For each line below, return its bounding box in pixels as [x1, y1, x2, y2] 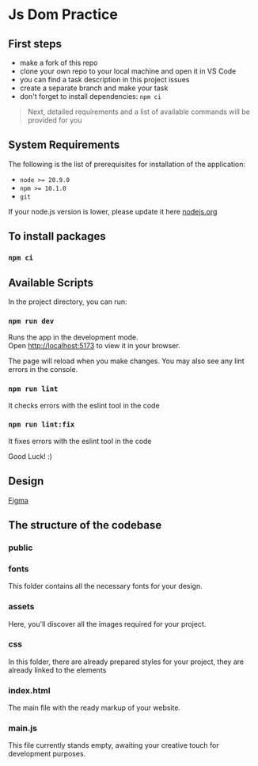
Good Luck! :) [8, 451, 53, 461]
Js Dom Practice [8, 6, 119, 24]
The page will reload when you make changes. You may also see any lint [8, 356, 245, 366]
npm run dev [8, 317, 55, 325]
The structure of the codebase [8, 518, 162, 532]
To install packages [8, 229, 106, 243]
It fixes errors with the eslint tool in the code [8, 436, 152, 446]
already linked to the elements [8, 665, 107, 674]
